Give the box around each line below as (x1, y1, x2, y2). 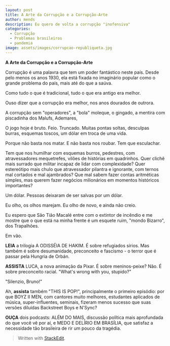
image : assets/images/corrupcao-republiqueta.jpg (5, 45, 113, 50)
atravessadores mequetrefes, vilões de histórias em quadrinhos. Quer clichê (5, 155, 165, 161)
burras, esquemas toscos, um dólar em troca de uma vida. (5, 130, 127, 136)
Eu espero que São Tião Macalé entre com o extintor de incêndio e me (5, 212, 153, 218)
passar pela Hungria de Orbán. (5, 253, 70, 259)
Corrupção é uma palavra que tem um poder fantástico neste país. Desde (5, 69, 159, 75)
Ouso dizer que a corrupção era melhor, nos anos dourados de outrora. (5, 100, 155, 106)
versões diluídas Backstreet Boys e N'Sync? (5, 304, 97, 310)
